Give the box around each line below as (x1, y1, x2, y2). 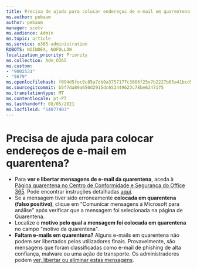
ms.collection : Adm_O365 (6, 57, 67, 63)
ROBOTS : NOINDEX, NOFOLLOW (6, 47, 72, 53)
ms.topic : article (6, 36, 51, 42)
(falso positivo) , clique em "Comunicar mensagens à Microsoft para (14, 201, 180, 208)
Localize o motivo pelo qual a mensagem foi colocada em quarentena (14, 219, 186, 226)
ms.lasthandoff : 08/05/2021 (6, 101, 75, 107)
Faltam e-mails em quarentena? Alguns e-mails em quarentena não (14, 232, 180, 239)
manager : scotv (6, 25, 43, 31)
